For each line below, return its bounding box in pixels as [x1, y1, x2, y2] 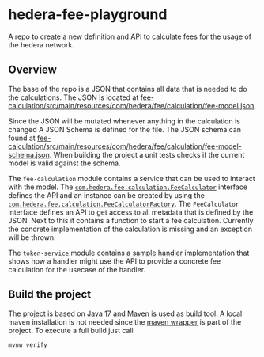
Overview [8, 63, 58, 77]
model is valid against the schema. [8, 158, 121, 168]
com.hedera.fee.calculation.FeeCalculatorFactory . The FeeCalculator [8, 199, 239, 208]
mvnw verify [8, 340, 47, 349]
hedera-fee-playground [8, 6, 168, 24]
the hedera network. [8, 40, 75, 49]
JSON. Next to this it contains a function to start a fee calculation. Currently [8, 215, 254, 225]
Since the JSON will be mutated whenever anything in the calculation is [8, 116, 241, 126]
